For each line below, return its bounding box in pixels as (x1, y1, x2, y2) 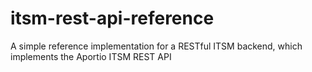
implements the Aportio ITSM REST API (10, 50, 172, 62)
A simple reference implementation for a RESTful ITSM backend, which (10, 40, 303, 52)
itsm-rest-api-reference (10, 7, 215, 30)
